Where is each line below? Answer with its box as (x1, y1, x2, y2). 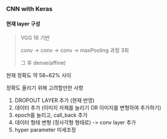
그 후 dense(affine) (20, 59, 66, 67)
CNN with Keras (6, 5, 53, 13)
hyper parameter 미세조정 (14, 126, 77, 134)
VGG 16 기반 (20, 34, 50, 41)
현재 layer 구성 (6, 20, 41, 27)
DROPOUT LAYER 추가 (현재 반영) (14, 97, 95, 104)
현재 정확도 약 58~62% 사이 (6, 72, 71, 79)
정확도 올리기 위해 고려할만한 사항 (6, 84, 84, 91)
